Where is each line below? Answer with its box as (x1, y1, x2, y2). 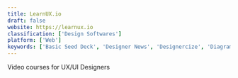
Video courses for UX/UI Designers (7, 63, 110, 71)
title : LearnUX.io (7, 10, 62, 18)
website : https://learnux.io (7, 23, 93, 30)
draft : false (7, 17, 46, 24)
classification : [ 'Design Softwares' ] (7, 30, 122, 38)
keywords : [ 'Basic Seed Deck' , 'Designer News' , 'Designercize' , (7, 43, 204, 50)
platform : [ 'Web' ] (7, 37, 62, 44)
